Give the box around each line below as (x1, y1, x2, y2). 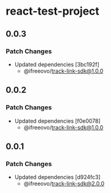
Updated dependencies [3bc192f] (14, 60, 100, 68)
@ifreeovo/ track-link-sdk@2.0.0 (23, 180, 105, 188)
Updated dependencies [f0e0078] (14, 117, 101, 125)
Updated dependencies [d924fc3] (14, 173, 101, 181)
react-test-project (5, 4, 100, 18)
